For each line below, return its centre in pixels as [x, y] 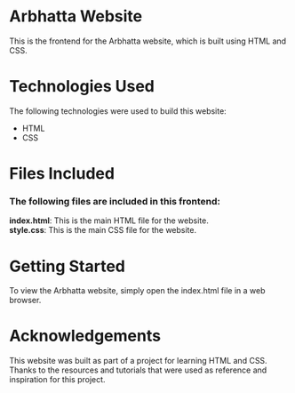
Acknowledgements [85, 336]
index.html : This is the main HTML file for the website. [109, 221]
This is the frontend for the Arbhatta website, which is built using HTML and [148, 41]
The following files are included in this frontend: [115, 201]
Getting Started [68, 266]
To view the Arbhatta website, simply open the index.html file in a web [137, 291]
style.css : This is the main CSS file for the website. [103, 230]
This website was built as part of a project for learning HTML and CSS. [139, 361]
